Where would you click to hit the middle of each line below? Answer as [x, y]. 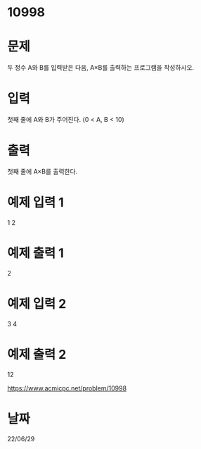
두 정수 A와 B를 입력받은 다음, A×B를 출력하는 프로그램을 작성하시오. [101, 68]
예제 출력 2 [37, 355]
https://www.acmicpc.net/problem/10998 [67, 388]
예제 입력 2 [37, 304]
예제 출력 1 [36, 253]
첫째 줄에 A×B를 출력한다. [43, 171]
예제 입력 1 [36, 203]
